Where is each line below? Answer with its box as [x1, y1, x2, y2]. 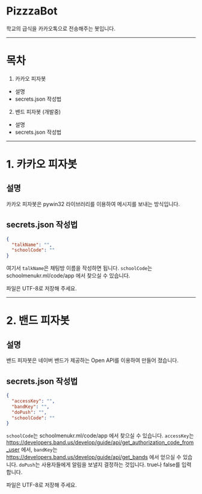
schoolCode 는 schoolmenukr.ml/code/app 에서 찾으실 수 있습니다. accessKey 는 [6, 432, 194, 439]
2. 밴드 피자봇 [6, 314, 70, 328]
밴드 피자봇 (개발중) [14, 108, 61, 115]
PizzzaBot [6, 4, 58, 18]
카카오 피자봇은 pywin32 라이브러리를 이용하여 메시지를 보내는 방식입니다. [6, 200, 180, 207]
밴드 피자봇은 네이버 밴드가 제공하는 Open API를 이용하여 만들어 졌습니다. [6, 357, 179, 364]
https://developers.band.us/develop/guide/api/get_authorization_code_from [6, 439, 194, 446]
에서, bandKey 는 [20, 446, 58, 453]
